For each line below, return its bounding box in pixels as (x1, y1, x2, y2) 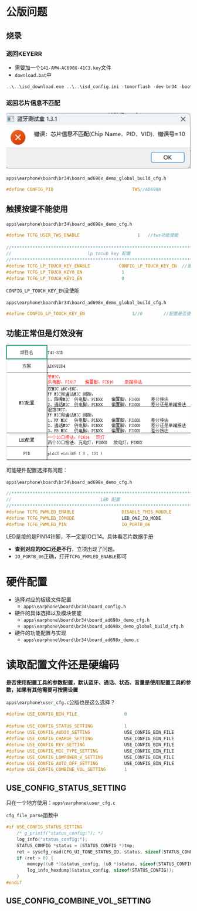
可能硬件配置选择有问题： (6, 467, 68, 474)
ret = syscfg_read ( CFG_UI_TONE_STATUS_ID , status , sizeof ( (16, 849, 164, 855)
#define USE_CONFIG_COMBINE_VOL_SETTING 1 (6, 767, 127, 773)
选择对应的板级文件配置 (14, 596, 72, 603)
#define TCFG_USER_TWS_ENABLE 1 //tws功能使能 (6, 232, 179, 238)
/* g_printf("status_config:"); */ (16, 831, 104, 837)
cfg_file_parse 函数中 (6, 812, 59, 819)
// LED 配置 (6, 497, 120, 503)
